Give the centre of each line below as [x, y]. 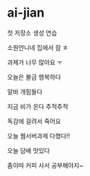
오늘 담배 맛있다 [29, 150]
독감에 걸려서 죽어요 [34, 121]
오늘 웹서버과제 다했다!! [39, 136]
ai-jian [26, 13]
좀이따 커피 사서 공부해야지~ [45, 165]
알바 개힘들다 [25, 91]
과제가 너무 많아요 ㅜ [35, 62]
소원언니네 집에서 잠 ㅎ [38, 47]
